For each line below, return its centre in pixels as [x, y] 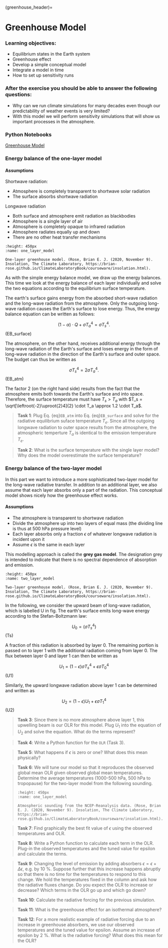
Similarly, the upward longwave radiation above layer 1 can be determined [81, 685]
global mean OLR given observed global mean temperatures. [80, 773]
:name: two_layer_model [30, 579]
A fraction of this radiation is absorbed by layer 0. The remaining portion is [82, 645]
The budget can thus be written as [41, 359]
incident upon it [28, 539]
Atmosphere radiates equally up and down [56, 232]
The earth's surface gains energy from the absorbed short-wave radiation [81, 298]
